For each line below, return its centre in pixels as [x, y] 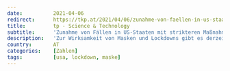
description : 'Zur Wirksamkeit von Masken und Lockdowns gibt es [105, 39]
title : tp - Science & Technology [68, 26]
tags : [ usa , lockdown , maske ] [64, 57]
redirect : [21, 20]
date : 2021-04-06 [46, 13]
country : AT [33, 45]
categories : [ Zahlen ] [42, 51]
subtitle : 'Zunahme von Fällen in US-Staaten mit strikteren [104, 32]
